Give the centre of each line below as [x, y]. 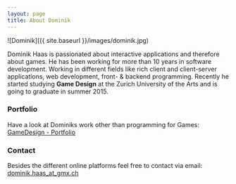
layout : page [26, 14]
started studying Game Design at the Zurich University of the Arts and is [112, 84]
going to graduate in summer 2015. [58, 91]
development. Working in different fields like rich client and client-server [112, 69]
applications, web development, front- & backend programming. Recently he [118, 76]
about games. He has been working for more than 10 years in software [110, 61]
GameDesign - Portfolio [42, 132]
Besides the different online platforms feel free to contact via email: [105, 166]
